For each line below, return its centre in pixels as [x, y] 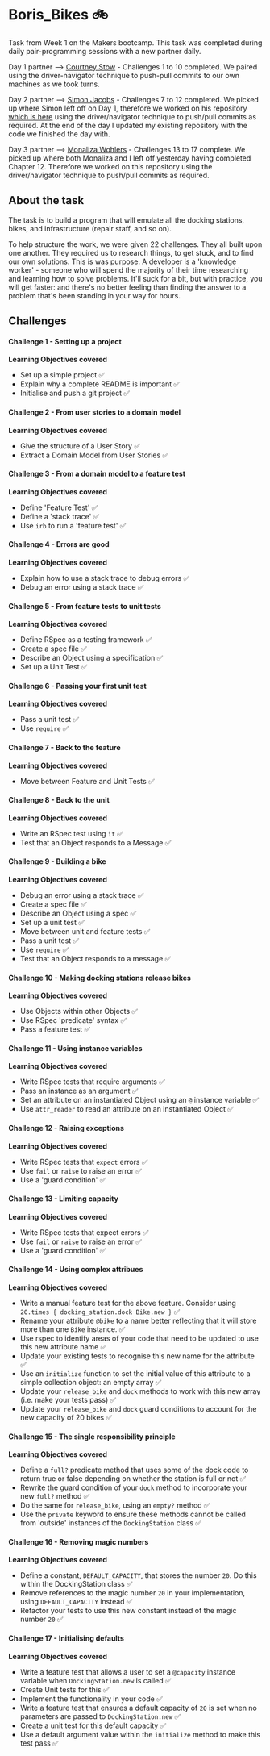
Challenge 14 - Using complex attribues [76, 1270]
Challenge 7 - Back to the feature [64, 747]
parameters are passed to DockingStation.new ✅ [100, 1716]
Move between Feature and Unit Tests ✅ [87, 781]
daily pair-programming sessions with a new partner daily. [105, 51]
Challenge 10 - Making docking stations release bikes [100, 978]
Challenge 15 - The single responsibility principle [92, 1437]
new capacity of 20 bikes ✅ [66, 1417]
